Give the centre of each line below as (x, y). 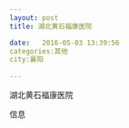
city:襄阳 (26, 60)
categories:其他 (39, 51)
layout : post (34, 18)
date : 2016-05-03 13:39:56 (64, 43)
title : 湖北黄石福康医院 (51, 26)
